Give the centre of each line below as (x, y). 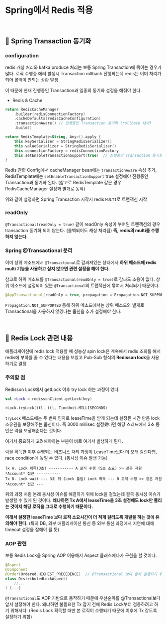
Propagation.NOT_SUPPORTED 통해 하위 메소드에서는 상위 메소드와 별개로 (75, 305)
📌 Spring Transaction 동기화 (48, 41)
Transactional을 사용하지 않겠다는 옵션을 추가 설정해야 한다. (63, 311)
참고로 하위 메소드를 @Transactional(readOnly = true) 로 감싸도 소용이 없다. (80, 279)
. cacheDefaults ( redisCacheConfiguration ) (57, 119)
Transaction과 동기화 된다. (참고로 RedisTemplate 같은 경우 (63, 183)
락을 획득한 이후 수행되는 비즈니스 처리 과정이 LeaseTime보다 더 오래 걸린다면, (81, 452)
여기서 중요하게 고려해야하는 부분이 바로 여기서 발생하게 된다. (64, 441)
